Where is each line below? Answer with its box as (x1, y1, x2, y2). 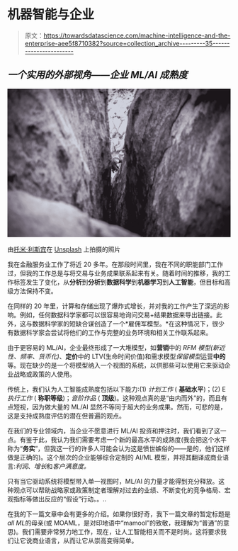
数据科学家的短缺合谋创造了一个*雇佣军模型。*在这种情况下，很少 (31, 319, 225, 328)
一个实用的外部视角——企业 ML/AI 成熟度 (7, 69, 188, 81)
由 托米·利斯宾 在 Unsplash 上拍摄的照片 (7, 245, 121, 254)
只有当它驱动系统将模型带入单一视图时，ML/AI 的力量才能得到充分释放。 (7, 477, 219, 486)
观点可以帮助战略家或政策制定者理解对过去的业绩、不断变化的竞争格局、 (13, 486, 225, 494)
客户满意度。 (52, 462, 91, 471)
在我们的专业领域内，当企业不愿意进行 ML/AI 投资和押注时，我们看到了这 (7, 426, 221, 436)
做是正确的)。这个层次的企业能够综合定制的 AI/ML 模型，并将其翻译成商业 (7, 453, 223, 462)
